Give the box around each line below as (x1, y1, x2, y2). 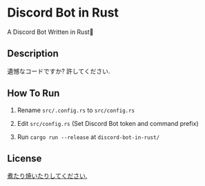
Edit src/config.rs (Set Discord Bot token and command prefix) (17, 119, 199, 127)
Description (7, 48, 59, 59)
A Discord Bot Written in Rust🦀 (7, 28, 95, 36)
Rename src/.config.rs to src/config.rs (17, 106, 135, 114)
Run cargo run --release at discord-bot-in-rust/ (17, 133, 160, 141)
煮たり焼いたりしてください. (7, 171, 88, 180)
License (7, 152, 42, 164)
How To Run (7, 88, 60, 100)
